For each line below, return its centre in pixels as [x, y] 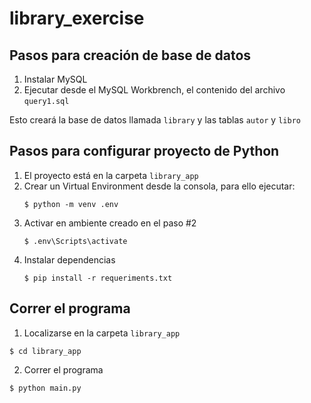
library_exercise [77, 18]
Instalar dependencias [69, 259]
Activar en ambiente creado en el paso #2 [110, 223]
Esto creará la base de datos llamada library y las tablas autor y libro [155, 120]
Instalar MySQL [55, 79]
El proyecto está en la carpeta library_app [111, 175]
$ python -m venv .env [71, 204]
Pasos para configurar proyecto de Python [144, 151]
